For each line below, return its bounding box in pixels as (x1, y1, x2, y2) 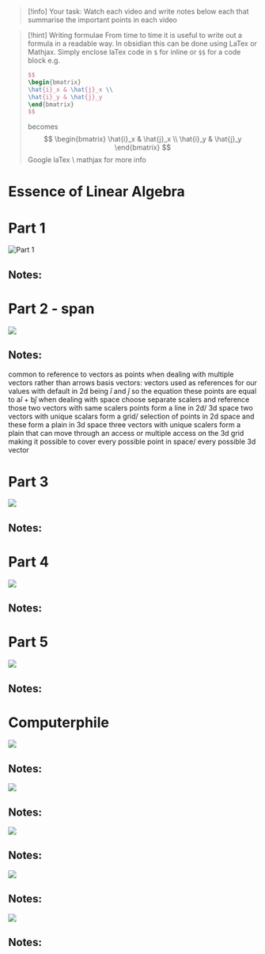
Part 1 (8, 219, 46, 237)
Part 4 (8, 553, 49, 571)
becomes (27, 122, 59, 131)
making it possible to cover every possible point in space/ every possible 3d (8, 437, 256, 446)
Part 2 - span (8, 300, 95, 317)
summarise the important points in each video (27, 15, 178, 25)
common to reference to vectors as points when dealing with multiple (8, 369, 234, 379)
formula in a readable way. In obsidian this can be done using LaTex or (27, 39, 257, 48)
